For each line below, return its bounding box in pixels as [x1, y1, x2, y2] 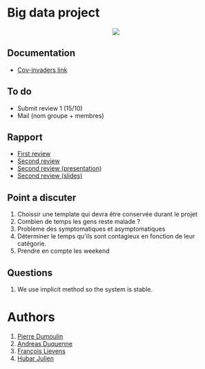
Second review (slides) [17, 171, 83, 180]
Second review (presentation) [17, 164, 102, 173]
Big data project [7, 5, 100, 21]
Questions [7, 267, 53, 278]
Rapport [7, 131, 43, 143]
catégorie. [17, 240, 47, 248]
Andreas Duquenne [17, 339, 72, 348]
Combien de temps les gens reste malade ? [17, 218, 141, 226]
